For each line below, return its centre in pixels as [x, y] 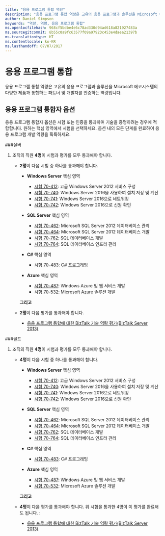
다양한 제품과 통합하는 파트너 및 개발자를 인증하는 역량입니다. [63, 92]
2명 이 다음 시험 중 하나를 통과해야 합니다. [59, 166]
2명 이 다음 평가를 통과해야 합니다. [52, 313]
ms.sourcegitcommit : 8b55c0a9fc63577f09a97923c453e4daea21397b [71, 32]
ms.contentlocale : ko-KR [30, 42]
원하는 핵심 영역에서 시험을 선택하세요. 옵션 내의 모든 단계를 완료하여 [89, 128]
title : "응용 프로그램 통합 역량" [35, 10]
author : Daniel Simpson [29, 19]
